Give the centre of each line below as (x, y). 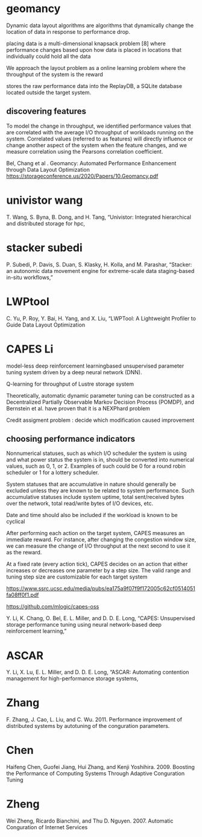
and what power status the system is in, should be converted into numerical (100, 460)
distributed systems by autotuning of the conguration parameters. (88, 726)
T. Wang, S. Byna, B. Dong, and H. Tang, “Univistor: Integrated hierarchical (99, 217)
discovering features (46, 111)
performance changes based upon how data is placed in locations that (94, 49)
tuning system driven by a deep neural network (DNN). (74, 372)
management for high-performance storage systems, (72, 679)
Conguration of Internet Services (47, 827)
